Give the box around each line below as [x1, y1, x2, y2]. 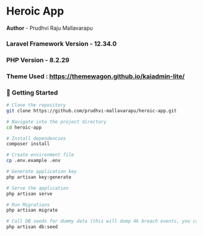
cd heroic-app [6, 124, 42, 130]
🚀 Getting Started [6, 88, 59, 96]
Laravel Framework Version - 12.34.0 [6, 39, 117, 48]
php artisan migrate [6, 207, 59, 214]
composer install [6, 141, 50, 147]
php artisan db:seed [6, 224, 59, 230]
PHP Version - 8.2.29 [6, 56, 69, 64]
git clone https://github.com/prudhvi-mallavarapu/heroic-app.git [6, 107, 177, 113]
